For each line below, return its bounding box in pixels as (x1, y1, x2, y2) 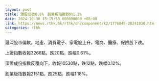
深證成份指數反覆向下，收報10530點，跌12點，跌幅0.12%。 (5, 60, 124, 66)
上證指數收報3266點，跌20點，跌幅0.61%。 (5, 50, 94, 56)
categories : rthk (5, 26, 41, 30)
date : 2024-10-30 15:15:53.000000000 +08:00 (5, 16, 97, 21)
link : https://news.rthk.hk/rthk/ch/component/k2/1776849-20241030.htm (5, 21, 154, 26)
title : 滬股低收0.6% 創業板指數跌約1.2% (5, 12, 82, 17)
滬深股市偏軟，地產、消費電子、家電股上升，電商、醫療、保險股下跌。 (5, 40, 147, 46)
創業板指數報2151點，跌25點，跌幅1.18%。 (5, 71, 91, 77)
